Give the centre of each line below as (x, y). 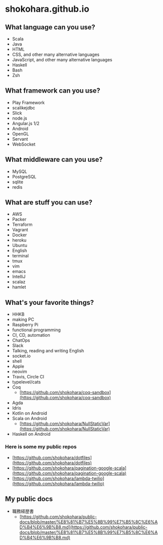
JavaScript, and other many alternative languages (62, 60)
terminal (20, 256)
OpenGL (20, 134)
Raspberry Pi (25, 325)
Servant (20, 139)
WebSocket (24, 144)
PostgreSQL (24, 176)
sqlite (18, 182)
